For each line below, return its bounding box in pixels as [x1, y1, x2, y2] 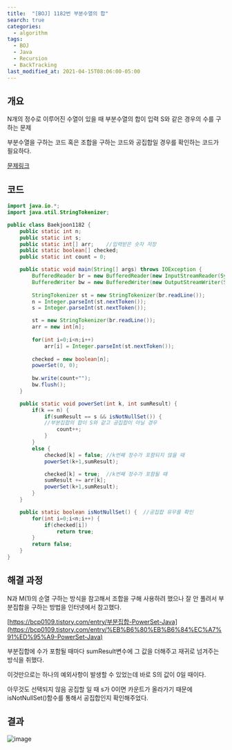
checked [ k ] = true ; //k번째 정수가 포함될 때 [43, 471, 168, 478]
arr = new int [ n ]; [32, 324, 85, 330]
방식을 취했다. [7, 655, 45, 664]
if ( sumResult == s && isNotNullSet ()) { [43, 413, 162, 420]
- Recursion [13, 55, 48, 62]
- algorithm [13, 29, 48, 37]
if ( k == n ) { [32, 406, 70, 413]
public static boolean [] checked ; [19, 247, 119, 254]
